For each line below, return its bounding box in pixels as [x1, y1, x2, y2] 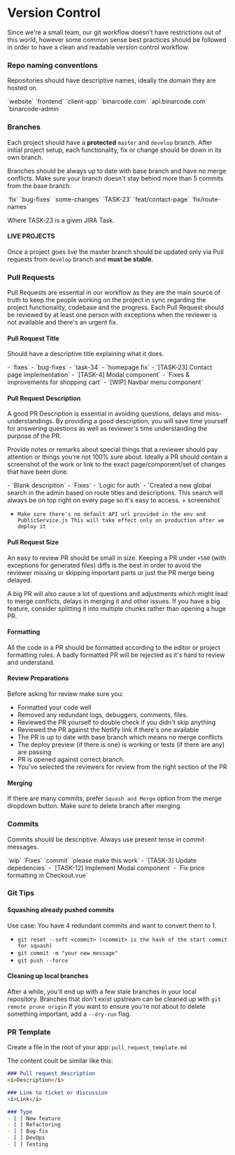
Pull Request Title [7, 334, 59, 342]
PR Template [7, 1027, 51, 1037]
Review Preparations [7, 674, 69, 683]
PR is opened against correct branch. [17, 756, 125, 764]
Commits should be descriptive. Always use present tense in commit [7, 835, 205, 844]
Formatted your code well [17, 703, 92, 711]
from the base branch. [7, 181, 72, 190]
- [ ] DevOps [7, 1135, 45, 1142]
